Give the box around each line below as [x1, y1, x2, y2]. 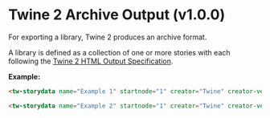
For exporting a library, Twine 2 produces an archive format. [8, 32, 207, 42]
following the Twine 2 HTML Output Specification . [8, 56, 174, 66]
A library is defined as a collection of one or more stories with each [8, 47, 231, 57]
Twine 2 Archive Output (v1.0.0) [8, 6, 226, 24]
